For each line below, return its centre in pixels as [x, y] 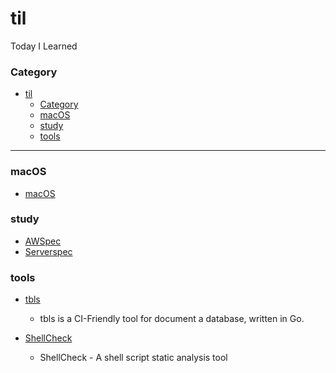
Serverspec [48, 251]
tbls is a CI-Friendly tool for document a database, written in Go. [172, 319]
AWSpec [43, 241]
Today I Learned [44, 46]
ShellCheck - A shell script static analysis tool [133, 358]
